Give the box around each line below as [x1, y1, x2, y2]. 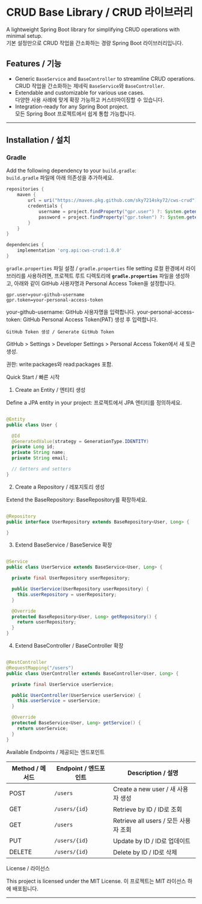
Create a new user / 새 [113, 785, 176, 793]
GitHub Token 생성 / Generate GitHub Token [6, 329, 114, 335]
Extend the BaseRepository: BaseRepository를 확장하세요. [6, 496, 147, 503]
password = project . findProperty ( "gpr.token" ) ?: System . [38, 214, 187, 220]
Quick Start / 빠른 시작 [6, 373, 60, 380]
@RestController [6, 660, 47, 666]
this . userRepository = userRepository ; [17, 591, 117, 598]
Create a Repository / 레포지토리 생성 [14, 483, 105, 491]
